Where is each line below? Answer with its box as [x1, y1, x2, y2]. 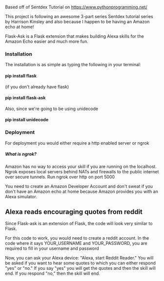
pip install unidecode [5, 117, 49, 123]
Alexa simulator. [5, 193, 38, 199]
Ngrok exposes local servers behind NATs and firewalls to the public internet [5, 169, 159, 174]
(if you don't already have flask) [5, 84, 69, 90]
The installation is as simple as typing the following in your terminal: [5, 62, 141, 68]
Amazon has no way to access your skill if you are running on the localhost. [5, 163, 157, 169]
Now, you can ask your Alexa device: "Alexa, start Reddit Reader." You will [5, 255, 154, 261]
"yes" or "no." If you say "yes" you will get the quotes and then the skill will [5, 265, 156, 271]
